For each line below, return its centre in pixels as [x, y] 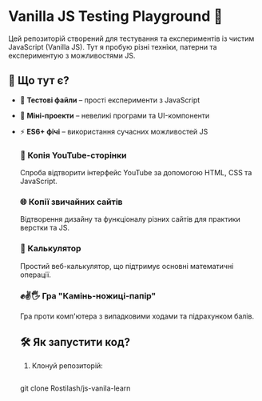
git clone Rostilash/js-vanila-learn [75, 388]
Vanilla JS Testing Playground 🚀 [116, 16]
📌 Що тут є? [39, 80]
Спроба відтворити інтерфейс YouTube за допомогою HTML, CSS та [136, 173]
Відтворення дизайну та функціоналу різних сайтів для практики [130, 219]
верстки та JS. [45, 228]
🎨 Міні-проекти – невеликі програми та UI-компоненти [115, 115]
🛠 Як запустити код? [75, 342]
